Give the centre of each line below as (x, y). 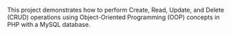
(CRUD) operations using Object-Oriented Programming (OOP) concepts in (113, 17)
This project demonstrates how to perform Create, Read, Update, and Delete (116, 10)
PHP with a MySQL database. (49, 24)
